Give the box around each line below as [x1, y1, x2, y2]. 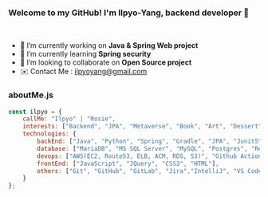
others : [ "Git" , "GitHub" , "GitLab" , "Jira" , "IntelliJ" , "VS [37, 167, 245, 175]
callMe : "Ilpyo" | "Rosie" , [22, 115, 116, 123]
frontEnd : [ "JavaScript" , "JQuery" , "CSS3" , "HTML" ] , [37, 160, 219, 167]
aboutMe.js [8, 89, 54, 100]
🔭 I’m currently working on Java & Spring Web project [19, 41, 199, 50]
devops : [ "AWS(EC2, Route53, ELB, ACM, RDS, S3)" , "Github [37, 152, 238, 160]
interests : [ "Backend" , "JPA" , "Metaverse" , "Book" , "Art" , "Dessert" [22, 123, 262, 131]
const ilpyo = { [8, 108, 62, 116]
